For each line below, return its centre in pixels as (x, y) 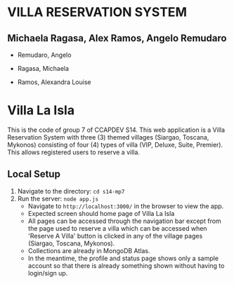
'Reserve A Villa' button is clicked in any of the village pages (115, 236)
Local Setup (34, 174)
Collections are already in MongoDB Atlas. (89, 250)
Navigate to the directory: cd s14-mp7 (71, 191)
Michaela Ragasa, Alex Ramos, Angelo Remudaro (117, 38)
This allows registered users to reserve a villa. (74, 152)
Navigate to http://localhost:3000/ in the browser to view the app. (126, 206)
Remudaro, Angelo (44, 55)
